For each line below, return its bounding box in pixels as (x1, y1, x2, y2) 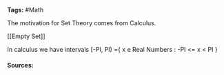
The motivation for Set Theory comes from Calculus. (7, 19, 156, 27)
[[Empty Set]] (7, 32, 46, 40)
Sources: (7, 61, 34, 69)
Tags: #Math (7, 6, 43, 14)
